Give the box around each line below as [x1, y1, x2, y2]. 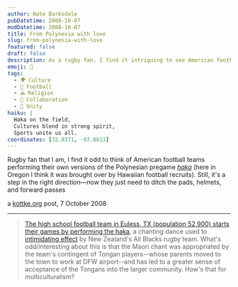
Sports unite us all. [13, 129, 78, 136]
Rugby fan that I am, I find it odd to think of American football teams [7, 156, 205, 164]
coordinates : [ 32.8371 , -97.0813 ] [7, 136, 110, 143]
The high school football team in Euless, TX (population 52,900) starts [24, 220, 229, 228]
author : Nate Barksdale [7, 10, 78, 18]
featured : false [7, 43, 55, 50]
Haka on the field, [13, 116, 72, 123]
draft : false [7, 50, 46, 58]
